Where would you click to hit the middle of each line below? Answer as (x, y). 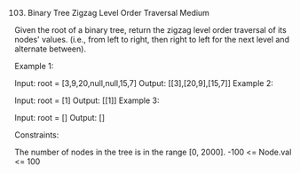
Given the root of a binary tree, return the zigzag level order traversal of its (150, 30)
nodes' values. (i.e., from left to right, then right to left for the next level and (152, 40)
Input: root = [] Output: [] (60, 118)
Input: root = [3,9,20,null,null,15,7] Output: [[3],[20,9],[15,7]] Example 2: (144, 83)
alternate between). (51, 49)
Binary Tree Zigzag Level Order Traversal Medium (118, 13)
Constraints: (37, 135)
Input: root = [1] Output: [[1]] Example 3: (87, 100)
